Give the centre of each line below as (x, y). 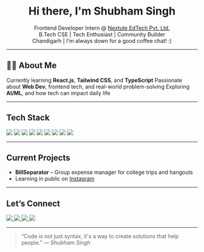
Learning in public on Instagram (55, 179)
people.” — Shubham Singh (56, 243)
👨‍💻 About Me (32, 66)
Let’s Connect (33, 203)
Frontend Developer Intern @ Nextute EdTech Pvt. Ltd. (102, 28)
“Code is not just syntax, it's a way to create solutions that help (100, 236)
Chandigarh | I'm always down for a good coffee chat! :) (102, 41)
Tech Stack (28, 118)
